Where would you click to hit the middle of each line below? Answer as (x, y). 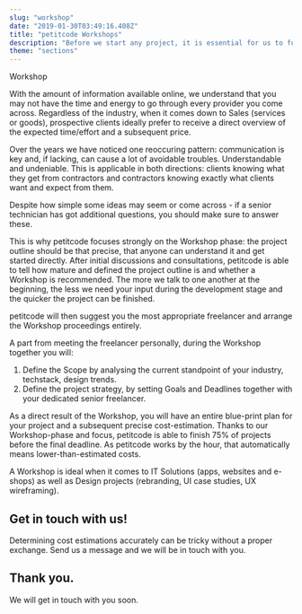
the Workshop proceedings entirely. (75, 326)
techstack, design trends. (69, 380)
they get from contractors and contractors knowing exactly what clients (142, 178)
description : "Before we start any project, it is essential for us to (146, 43)
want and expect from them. (62, 188)
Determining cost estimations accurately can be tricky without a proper (141, 540)
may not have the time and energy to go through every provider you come (146, 103)
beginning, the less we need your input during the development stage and (146, 289)
